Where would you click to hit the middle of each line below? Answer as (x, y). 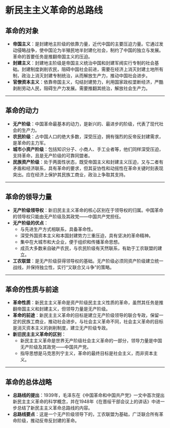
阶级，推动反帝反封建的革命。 (48, 421)
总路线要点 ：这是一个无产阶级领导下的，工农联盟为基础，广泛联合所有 (86, 414)
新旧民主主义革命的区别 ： (39, 334)
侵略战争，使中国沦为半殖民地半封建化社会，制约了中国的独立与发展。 (90, 50)
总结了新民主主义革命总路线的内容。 (55, 408)
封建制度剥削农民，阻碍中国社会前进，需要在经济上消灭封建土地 (88, 69)
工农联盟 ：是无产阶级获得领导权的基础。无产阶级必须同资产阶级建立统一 (88, 261)
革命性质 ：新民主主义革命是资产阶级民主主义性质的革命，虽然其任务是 (86, 303)
